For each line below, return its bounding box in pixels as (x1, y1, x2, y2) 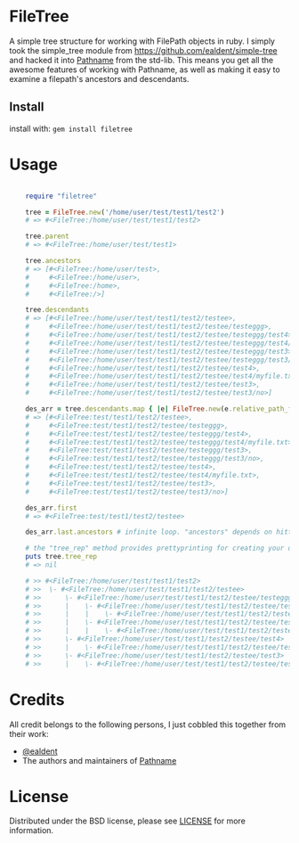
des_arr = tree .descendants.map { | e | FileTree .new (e (25, 405, 229, 413)
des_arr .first (25, 503, 77, 512)
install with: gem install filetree (9, 123, 133, 134)
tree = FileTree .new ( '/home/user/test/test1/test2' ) (25, 208, 225, 217)
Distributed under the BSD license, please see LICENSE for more (9, 815, 246, 826)
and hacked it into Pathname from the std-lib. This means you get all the (9, 54, 274, 65)
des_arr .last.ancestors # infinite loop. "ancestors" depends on (25, 528, 273, 536)
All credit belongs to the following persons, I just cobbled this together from (9, 719, 287, 730)
